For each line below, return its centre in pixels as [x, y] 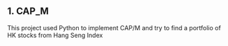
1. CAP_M [28, 11]
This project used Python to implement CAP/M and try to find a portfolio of [114, 27]
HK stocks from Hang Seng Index [55, 35]
